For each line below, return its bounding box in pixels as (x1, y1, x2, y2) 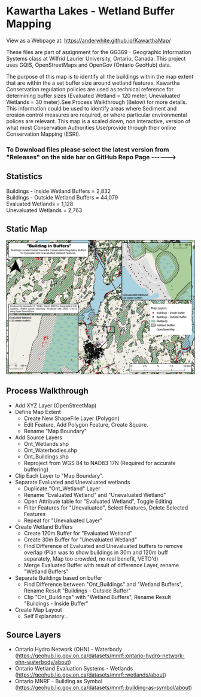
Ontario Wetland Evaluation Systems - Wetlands (14, 665, 133, 672)
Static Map (6, 224, 48, 234)
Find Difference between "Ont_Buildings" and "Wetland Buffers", (23, 580, 183, 588)
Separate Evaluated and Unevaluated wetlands (14, 478, 130, 485)
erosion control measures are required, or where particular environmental (6, 111, 187, 118)
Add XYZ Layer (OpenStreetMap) (14, 401, 97, 409)
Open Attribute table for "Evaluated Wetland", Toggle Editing (23, 498, 172, 505)
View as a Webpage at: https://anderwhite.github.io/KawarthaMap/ (6, 37, 171, 44)
